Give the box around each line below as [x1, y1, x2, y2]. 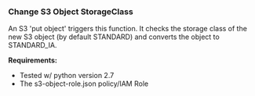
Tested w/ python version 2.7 [19, 71, 115, 80]
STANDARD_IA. [8, 41, 57, 50]
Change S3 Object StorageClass [8, 6, 133, 17]
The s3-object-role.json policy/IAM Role [19, 79, 149, 88]
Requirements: [8, 55, 57, 65]
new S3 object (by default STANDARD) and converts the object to [8, 32, 220, 41]
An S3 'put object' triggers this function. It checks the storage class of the [8, 24, 247, 34]
